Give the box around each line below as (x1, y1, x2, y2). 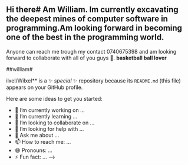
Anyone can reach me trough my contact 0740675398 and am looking (6, 48, 177, 55)
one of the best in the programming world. (6, 32, 164, 42)
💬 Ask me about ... (14, 131, 60, 138)
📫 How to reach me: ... (14, 138, 71, 145)
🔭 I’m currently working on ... (14, 106, 85, 114)
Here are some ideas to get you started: (6, 95, 103, 102)
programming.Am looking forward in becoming (6, 23, 183, 33)
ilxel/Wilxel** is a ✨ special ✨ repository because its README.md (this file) (6, 77, 181, 84)
